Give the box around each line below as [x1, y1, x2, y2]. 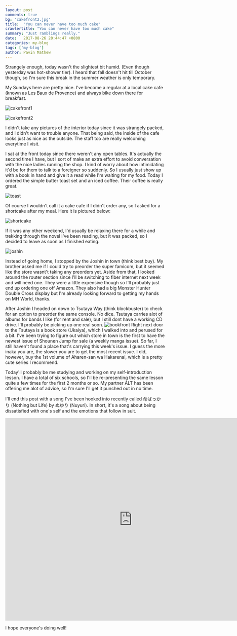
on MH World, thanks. [5, 295, 51, 302]
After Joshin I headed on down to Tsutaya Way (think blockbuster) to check [5, 305, 163, 312]
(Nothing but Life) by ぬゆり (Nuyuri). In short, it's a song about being [11, 402, 156, 408]
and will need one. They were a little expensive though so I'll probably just [5, 279, 160, 285]
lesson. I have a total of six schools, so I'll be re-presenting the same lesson [5, 375, 164, 381]
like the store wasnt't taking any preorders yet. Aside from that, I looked [5, 269, 154, 275]
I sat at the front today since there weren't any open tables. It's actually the [5, 151, 162, 157]
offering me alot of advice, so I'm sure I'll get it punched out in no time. [5, 385, 153, 391]
